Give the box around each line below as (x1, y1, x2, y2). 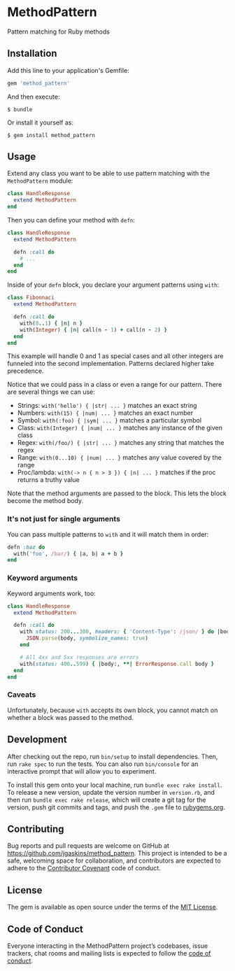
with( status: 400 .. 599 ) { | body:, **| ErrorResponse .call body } (20, 660, 215, 667)
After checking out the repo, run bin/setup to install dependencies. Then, (7, 752, 218, 760)
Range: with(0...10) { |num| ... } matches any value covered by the (17, 453, 222, 462)
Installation (7, 48, 57, 59)
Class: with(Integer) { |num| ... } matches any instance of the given (17, 424, 222, 432)
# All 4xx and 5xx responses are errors (20, 653, 139, 661)
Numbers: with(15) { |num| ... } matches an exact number (17, 409, 194, 417)
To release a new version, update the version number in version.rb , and (7, 788, 215, 796)
